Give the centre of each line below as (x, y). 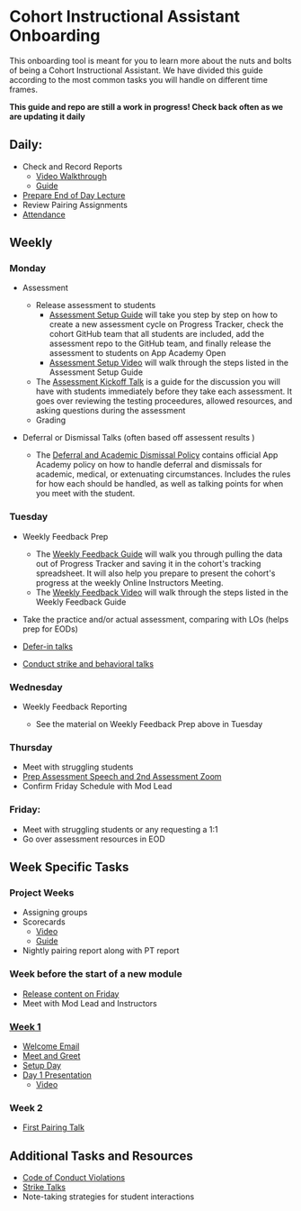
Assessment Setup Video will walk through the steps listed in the (169, 363)
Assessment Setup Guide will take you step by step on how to (164, 315)
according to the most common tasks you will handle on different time (138, 79)
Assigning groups (55, 913)
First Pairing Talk (53, 1127)
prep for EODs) (50, 629)
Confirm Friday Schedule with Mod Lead (97, 787)
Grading (50, 420)
